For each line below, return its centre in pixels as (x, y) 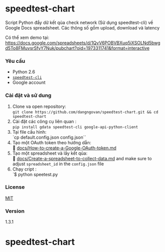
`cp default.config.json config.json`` (49, 137)
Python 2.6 (24, 72)
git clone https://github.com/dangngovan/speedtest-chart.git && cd (85, 112)
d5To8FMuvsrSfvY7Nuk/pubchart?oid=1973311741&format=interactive (77, 48)
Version (15, 211)
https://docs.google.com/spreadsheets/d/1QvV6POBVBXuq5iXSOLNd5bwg (83, 42)
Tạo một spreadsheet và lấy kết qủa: (50, 153)
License (15, 187)
